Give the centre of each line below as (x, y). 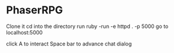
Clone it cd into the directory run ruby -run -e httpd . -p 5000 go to (87, 26)
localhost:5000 (24, 32)
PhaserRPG (35, 10)
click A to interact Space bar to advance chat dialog (69, 44)
